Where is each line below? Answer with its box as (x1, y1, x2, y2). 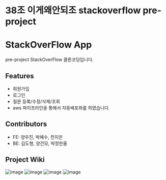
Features (5, 72, 34, 80)
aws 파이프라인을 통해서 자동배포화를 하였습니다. (12, 105, 110, 111)
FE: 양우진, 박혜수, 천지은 (12, 134, 63, 140)
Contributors (5, 120, 47, 129)
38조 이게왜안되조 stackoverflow (5, 5, 141, 16)
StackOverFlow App (5, 39, 92, 51)
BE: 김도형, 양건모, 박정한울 (12, 140, 68, 146)
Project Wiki (5, 156, 45, 164)
